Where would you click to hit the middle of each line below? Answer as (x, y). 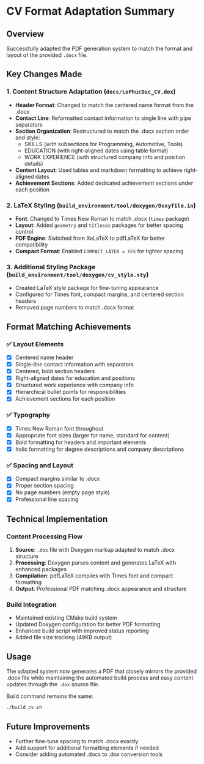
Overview (25, 34)
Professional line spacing (47, 499)
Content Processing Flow (45, 536)
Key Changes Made (44, 74)
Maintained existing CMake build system (66, 618)
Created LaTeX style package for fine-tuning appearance (87, 288)
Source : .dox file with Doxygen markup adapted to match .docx (95, 550)
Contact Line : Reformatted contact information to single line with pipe (103, 118)
